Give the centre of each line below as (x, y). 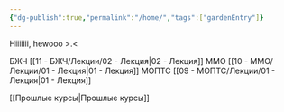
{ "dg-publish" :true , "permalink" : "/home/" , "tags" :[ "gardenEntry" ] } (137, 18)
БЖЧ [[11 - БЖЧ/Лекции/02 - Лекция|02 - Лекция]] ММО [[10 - (129, 61)
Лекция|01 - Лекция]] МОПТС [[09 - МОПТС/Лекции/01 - (166, 70)
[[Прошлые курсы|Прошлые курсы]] (80, 98)
